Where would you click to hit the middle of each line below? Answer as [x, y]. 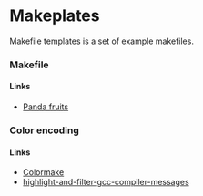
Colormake [43, 172]
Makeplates [55, 16]
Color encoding [44, 130]
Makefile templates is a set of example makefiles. [101, 41]
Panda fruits [46, 107]
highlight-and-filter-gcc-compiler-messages [106, 182]
